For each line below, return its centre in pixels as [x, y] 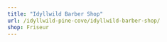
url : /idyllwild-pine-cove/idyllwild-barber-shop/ [84, 21]
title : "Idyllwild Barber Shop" [55, 14]
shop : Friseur [28, 27]
